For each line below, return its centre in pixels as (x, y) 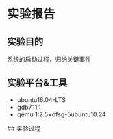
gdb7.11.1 (29, 107)
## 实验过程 (24, 128)
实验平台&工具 (37, 83)
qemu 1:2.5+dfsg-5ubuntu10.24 (61, 114)
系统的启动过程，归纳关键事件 (49, 59)
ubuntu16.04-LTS (41, 99)
